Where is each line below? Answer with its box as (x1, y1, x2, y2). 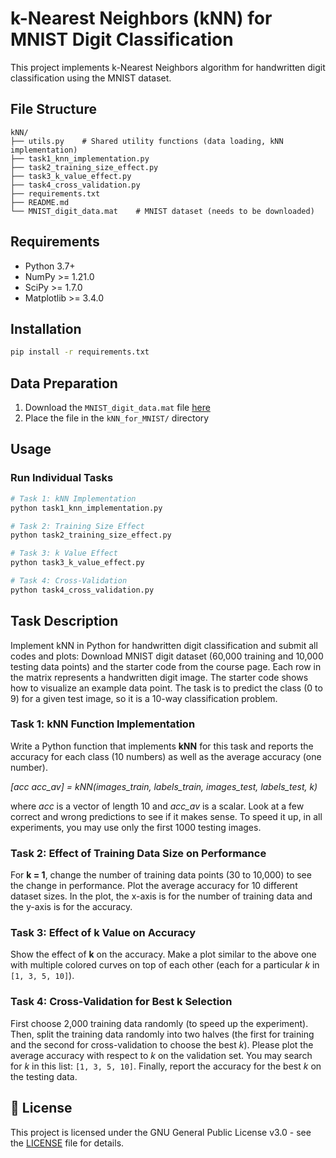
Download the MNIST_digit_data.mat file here (24, 402, 211, 414)
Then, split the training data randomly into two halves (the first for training (10, 1028, 315, 1040)
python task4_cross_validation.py (10, 585, 155, 595)
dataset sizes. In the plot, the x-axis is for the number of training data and (10, 890, 313, 902)
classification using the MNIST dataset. (10, 72, 172, 84)
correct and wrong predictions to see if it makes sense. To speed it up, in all (10, 810, 323, 822)
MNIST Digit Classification (10, 28, 234, 51)
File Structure (10, 101, 97, 118)
